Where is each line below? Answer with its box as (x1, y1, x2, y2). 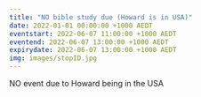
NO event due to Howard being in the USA (9, 78, 165, 88)
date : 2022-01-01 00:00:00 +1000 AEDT (9, 21, 153, 30)
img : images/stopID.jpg (9, 54, 98, 63)
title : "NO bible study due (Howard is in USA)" (9, 12, 193, 22)
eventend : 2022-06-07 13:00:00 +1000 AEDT (9, 37, 169, 47)
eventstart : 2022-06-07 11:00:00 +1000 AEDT (9, 29, 177, 38)
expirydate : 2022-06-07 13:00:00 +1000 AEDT (9, 46, 177, 55)
